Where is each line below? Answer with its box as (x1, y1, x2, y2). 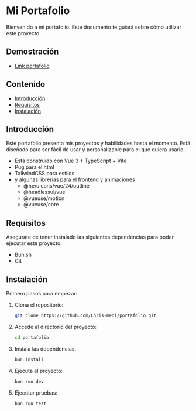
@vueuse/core (23, 201, 59, 208)
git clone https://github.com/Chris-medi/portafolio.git (14, 313, 157, 318)
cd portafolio (14, 334, 49, 341)
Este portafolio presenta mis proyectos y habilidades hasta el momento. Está (6, 140, 191, 147)
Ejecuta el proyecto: (14, 367, 63, 374)
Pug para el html (14, 164, 54, 171)
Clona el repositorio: (14, 301, 64, 308)
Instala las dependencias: (14, 345, 76, 352)
